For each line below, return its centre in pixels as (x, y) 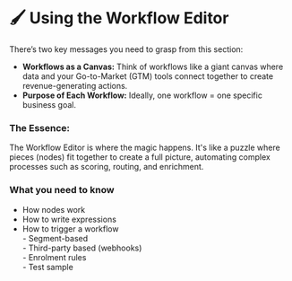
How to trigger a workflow (70, 228)
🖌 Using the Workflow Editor (119, 18)
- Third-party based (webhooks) (82, 248)
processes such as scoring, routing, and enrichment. (107, 167)
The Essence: (39, 127)
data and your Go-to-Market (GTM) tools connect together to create (148, 76)
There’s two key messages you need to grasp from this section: (126, 49)
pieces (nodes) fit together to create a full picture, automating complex (140, 157)
